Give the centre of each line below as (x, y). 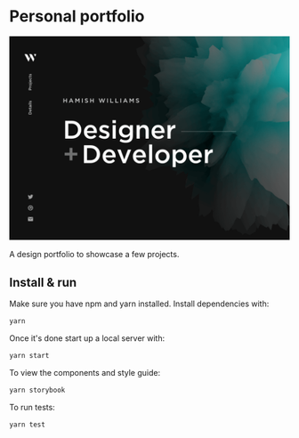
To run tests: (32, 407)
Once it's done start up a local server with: (87, 338)
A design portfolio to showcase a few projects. (94, 255)
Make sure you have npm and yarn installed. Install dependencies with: (139, 304)
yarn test (28, 425)
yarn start (29, 355)
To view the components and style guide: (85, 372)
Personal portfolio (77, 16)
